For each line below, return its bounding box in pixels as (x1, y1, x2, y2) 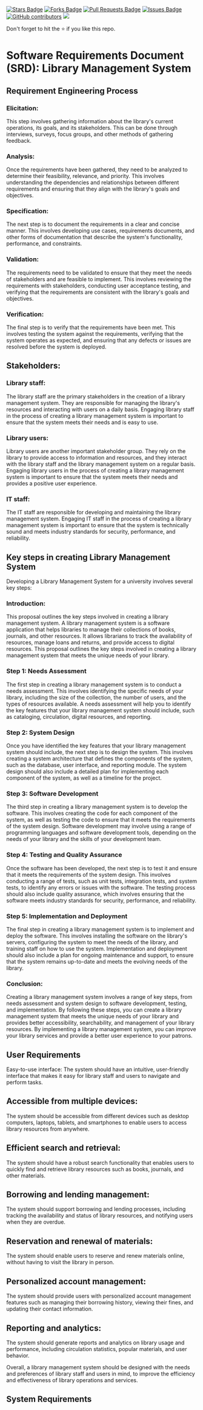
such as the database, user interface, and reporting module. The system (6, 761, 187, 769)
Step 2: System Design (6, 728, 75, 737)
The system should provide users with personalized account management (6, 1292, 191, 1299)
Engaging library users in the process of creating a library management (6, 467, 184, 474)
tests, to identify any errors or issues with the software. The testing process (6, 884, 196, 891)
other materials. (6, 1172, 45, 1179)
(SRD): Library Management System (6, 61, 191, 75)
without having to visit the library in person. (6, 1259, 115, 1266)
